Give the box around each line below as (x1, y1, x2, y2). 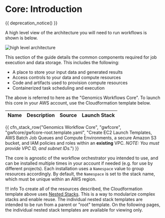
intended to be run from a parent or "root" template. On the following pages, (5, 202, 161, 208)
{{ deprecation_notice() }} (5, 20, 58, 26)
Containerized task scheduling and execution (12, 85, 105, 91)
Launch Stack (81, 111, 115, 118)
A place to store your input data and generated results (12, 69, 123, 75)
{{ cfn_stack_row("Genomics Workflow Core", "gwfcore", (5, 124, 121, 130)
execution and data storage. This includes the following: (5, 59, 119, 65)
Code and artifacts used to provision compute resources (12, 80, 128, 86)
